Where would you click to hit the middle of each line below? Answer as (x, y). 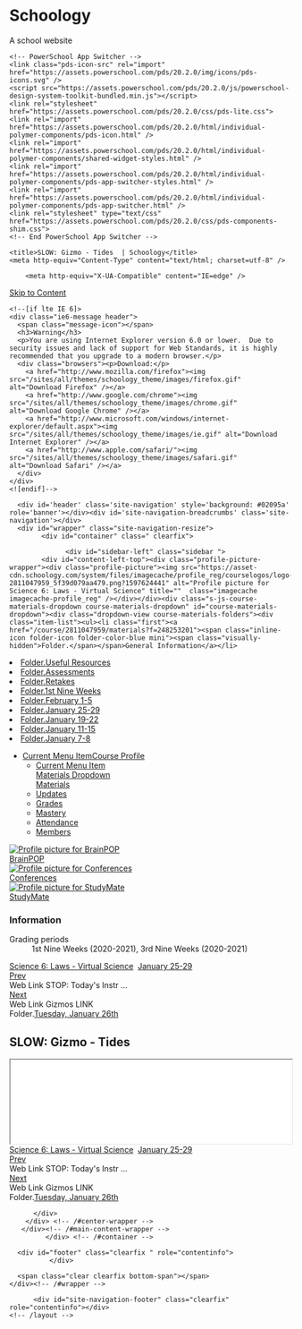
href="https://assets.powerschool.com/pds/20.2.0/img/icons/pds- (133, 72)
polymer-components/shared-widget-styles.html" (100, 158)
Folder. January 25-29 (61, 710)
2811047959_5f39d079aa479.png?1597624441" (89, 583)
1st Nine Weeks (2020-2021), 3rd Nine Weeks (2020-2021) (140, 949)
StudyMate (29, 897)
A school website (41, 40)
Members (53, 831)
